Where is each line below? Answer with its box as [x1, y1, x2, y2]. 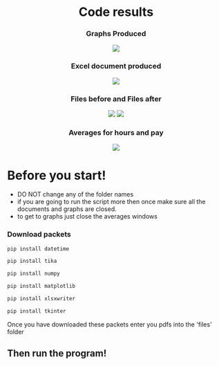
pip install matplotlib [7, 283, 76, 290]
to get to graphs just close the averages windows [17, 212, 158, 221]
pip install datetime [7, 245, 70, 253]
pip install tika [7, 257, 57, 265]
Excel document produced [70, 62, 162, 71]
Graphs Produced [86, 29, 146, 39]
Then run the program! [7, 347, 107, 360]
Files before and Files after [70, 94, 162, 104]
